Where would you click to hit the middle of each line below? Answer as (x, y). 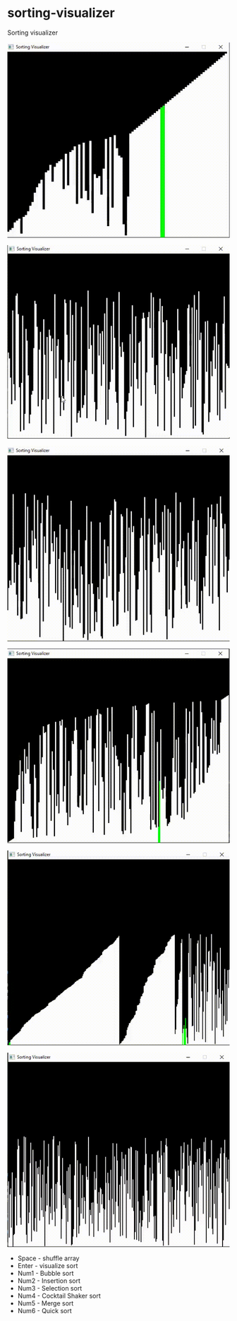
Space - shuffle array (48, 1258)
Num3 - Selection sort (50, 1288)
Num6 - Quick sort (44, 1310)
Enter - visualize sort (48, 1265)
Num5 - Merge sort (45, 1303)
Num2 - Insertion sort (49, 1281)
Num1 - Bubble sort (45, 1273)
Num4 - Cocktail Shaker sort (59, 1296)
